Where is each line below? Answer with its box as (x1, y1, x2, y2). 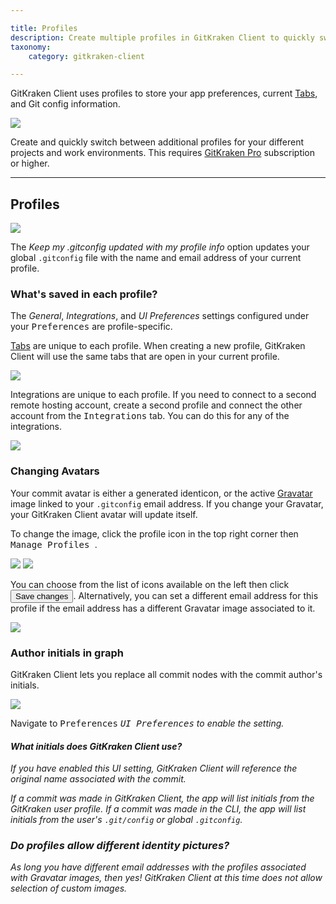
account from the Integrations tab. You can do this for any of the (10, 410, 290, 422)
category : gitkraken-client (28, 51, 145, 61)
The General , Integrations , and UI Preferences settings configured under (10, 310, 310, 322)
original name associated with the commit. (10, 773, 187, 785)
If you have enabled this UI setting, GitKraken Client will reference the (10, 762, 298, 775)
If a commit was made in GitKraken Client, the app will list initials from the (10, 792, 315, 805)
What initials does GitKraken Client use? (10, 740, 183, 752)
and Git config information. (10, 98, 121, 110)
